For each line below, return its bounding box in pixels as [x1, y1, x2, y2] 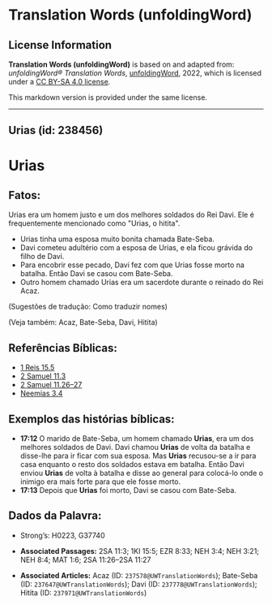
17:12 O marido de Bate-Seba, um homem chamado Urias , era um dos [19, 434, 254, 443]
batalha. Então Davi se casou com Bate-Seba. [19, 269, 173, 279]
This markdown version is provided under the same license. [8, 93, 208, 102]
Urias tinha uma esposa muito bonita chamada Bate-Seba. [19, 234, 215, 244]
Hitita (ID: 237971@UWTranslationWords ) [19, 587, 147, 598]
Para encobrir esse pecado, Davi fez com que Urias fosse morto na [19, 260, 245, 270]
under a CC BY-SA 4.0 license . [8, 77, 111, 86]
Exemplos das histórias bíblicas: [8, 412, 176, 426]
